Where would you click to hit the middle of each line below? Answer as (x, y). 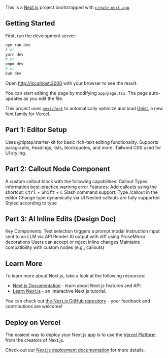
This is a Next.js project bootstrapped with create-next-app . (68, 7)
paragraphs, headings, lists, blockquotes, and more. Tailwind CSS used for (83, 147)
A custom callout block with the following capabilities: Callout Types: (77, 181)
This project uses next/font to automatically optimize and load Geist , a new (84, 108)
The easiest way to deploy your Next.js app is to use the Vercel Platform (81, 335)
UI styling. (16, 153)
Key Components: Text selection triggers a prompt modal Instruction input (82, 231)
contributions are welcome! (34, 306)
